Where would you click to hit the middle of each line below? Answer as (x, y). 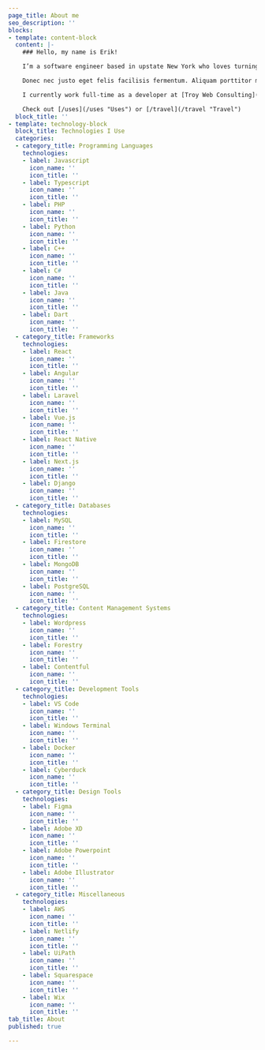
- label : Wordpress (54, 623)
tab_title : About (37, 1019)
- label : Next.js (51, 461)
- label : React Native (60, 440)
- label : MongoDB (51, 564)
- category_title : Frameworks (65, 336)
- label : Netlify (51, 931)
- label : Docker (49, 748)
